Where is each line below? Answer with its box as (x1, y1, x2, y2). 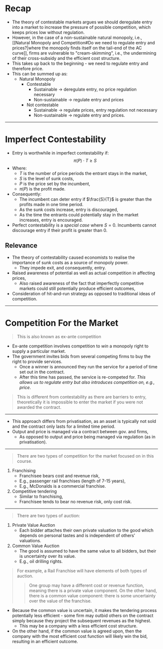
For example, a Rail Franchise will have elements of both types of (16, 568, 147, 573)
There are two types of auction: (16, 513, 80, 518)
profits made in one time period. (19, 201, 83, 207)
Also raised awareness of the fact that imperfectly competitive (19, 280, 144, 286)
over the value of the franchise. (29, 598, 92, 604)
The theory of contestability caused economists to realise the (12, 254, 135, 260)
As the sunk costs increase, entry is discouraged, (19, 207, 118, 212)
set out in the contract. (19, 369, 65, 375)
